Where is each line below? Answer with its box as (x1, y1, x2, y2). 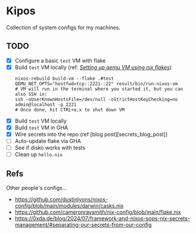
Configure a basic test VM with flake (14, 57, 106, 64)
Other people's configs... (6, 185, 67, 192)
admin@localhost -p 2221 (14, 101, 77, 108)
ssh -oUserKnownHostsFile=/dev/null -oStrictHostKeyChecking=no (14, 96, 178, 102)
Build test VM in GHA (14, 124, 69, 131)
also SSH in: (14, 91, 48, 97)
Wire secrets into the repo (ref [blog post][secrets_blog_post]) (14, 131, 168, 138)
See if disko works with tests (14, 144, 86, 151)
